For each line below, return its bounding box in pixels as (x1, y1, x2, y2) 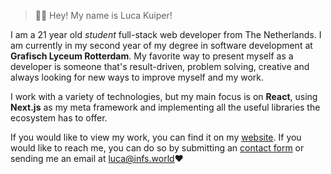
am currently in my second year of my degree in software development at (10, 40, 313, 51)
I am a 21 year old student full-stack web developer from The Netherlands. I (10, 29, 322, 40)
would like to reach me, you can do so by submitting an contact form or (10, 142, 305, 154)
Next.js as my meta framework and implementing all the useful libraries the (10, 101, 321, 113)
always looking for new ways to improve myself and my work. (10, 71, 265, 83)
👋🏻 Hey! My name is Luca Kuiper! (34, 10, 173, 21)
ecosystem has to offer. (10, 112, 108, 124)
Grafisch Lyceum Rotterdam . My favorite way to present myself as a (10, 50, 294, 62)
